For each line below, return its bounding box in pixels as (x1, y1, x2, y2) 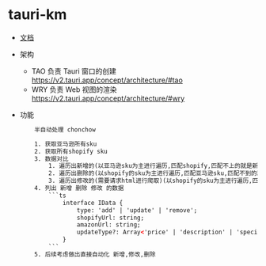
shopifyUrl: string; (76, 214, 145, 222)
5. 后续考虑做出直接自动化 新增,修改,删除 (34, 250, 156, 258)
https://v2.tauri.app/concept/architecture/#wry (31, 93, 185, 103)
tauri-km (8, 6, 67, 24)
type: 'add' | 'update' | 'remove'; (76, 206, 198, 215)
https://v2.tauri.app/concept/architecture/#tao (31, 75, 184, 85)
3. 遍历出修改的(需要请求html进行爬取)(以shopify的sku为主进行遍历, (48, 177, 253, 185)
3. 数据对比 (34, 154, 69, 163)
